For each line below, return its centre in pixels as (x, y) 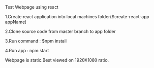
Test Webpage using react (32, 7)
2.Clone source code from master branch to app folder (61, 31)
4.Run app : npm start (27, 51)
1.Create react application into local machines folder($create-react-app (77, 17)
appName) (16, 22)
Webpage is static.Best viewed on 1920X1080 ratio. (57, 60)
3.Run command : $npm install (36, 41)
